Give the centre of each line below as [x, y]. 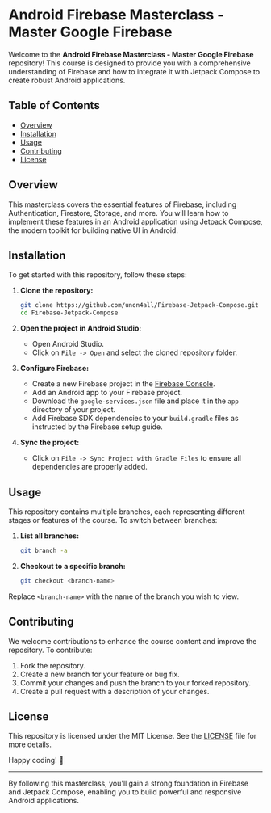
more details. [30, 744]
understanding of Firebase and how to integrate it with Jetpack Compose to [134, 71]
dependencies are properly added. [90, 467]
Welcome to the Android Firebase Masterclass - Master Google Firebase [131, 54]
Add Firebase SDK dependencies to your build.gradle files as [135, 419]
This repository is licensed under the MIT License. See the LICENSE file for [133, 736]
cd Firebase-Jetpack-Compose [69, 313]
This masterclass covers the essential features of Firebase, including [123, 204]
